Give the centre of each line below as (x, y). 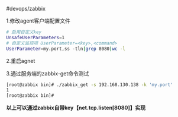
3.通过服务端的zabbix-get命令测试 (48, 73)
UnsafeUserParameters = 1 (35, 37)
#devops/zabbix (26, 9)
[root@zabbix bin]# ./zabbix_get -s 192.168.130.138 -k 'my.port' (90, 85)
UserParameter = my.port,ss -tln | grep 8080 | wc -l (66, 49)
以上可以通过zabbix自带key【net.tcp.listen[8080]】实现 (76, 108)
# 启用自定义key (24, 32)
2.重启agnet (21, 61)
